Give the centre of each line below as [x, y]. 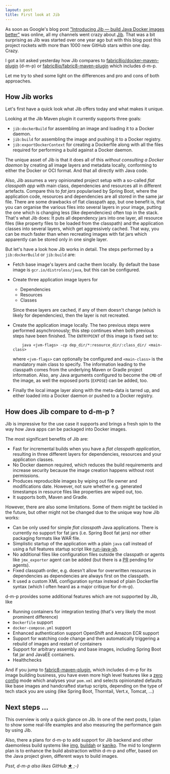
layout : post [19, 10]
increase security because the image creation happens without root [83, 470]
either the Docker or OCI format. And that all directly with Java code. [77, 170]
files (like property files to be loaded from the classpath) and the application [84, 224]
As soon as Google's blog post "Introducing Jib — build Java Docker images [85, 29]
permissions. [26, 476]
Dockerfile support [33, 622]
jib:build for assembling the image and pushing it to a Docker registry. [87, 139]
